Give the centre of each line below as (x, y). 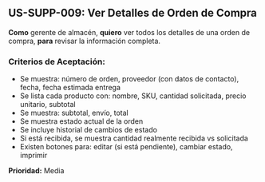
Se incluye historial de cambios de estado (89, 130)
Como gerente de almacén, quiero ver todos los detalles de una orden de (129, 32)
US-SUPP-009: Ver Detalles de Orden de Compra (133, 13)
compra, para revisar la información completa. (85, 41)
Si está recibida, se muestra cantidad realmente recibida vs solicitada (134, 138)
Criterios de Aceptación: (57, 61)
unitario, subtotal (47, 105)
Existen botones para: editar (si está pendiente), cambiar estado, (126, 147)
